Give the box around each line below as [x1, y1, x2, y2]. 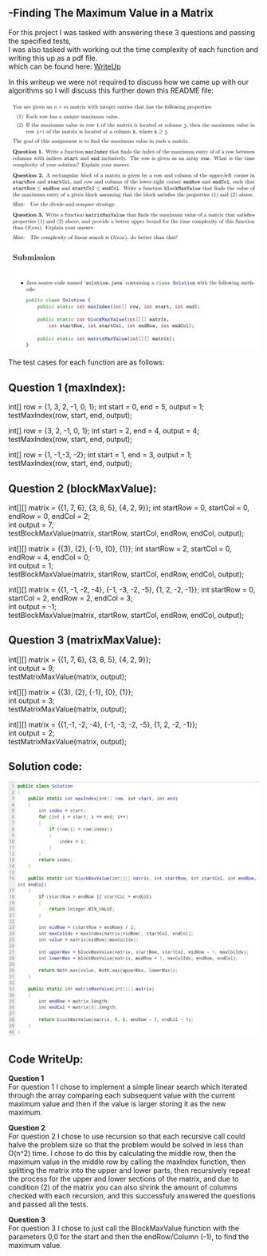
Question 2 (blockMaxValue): [8, 481, 157, 495]
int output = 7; [8, 520, 54, 530]
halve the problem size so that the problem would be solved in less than [8, 1139, 245, 1150]
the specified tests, [8, 36, 72, 46]
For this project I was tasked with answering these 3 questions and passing [8, 27, 256, 37]
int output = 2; [8, 728, 55, 738]
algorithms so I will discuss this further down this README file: [8, 86, 214, 95]
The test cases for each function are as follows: [8, 357, 165, 367]
